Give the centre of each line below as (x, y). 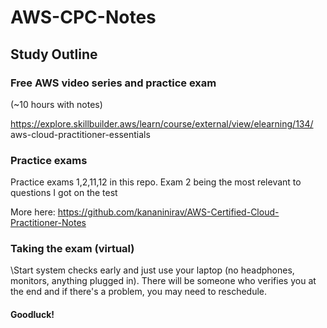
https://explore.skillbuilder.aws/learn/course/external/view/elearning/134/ (162, 123)
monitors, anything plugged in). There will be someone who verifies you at (163, 281)
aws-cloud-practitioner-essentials (80, 134)
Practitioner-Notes (48, 223)
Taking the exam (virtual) (72, 249)
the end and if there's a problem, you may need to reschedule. (139, 292)
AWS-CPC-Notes (83, 17)
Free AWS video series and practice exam (113, 83)
